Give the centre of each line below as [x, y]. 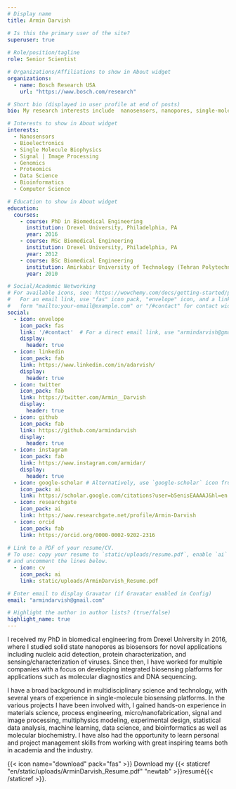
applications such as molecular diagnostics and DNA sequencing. [102, 677]
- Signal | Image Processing [56, 156]
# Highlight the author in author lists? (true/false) [89, 613]
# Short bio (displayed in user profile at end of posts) [94, 104]
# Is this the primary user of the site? [69, 33]
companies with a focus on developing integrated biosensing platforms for [115, 669]
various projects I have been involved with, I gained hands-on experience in [117, 705]
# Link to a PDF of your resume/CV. [61, 548]
